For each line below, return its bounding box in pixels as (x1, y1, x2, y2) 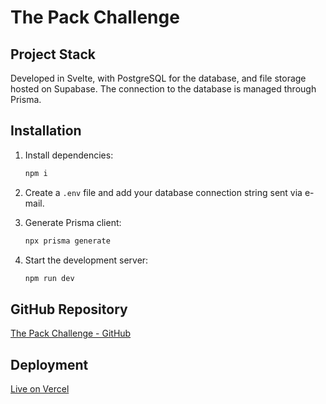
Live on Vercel (10, 383, 70, 395)
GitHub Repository (10, 301, 128, 318)
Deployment (10, 356, 89, 373)
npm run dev (24, 273, 75, 283)
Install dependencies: (24, 149, 114, 161)
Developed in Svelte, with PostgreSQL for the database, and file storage (10, 72, 307, 84)
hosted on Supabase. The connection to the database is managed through (10, 83, 317, 95)
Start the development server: (24, 254, 149, 266)
